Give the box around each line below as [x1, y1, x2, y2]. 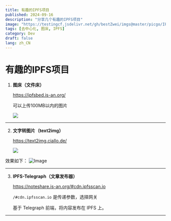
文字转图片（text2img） [12, 128, 64, 134]
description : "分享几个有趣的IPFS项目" [5, 17, 83, 22]
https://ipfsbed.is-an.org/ [12, 92, 66, 98]
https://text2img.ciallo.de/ [12, 138, 67, 144]
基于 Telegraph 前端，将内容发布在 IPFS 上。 [12, 204, 107, 211]
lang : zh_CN [5, 41, 31, 46]
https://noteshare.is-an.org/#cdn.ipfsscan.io [12, 183, 106, 190]
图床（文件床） [12, 82, 44, 88]
